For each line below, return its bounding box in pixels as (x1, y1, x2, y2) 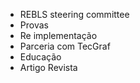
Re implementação (19, 30, 98, 41)
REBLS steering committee (19, 9, 130, 20)
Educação (19, 51, 62, 63)
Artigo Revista (19, 62, 78, 73)
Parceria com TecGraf (19, 40, 111, 52)
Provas (19, 19, 49, 31)
